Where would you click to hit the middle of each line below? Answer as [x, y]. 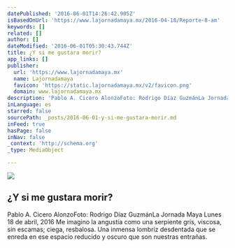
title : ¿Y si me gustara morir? [54, 53]
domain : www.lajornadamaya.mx [57, 92]
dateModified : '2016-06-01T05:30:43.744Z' [70, 46]
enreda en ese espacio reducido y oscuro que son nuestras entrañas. [107, 236]
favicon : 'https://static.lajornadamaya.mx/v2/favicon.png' [103, 85]
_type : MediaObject [36, 150]
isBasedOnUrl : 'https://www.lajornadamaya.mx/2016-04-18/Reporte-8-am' [114, 20]
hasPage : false [29, 131]
